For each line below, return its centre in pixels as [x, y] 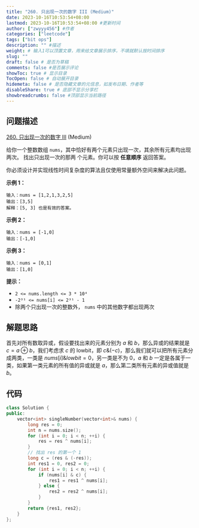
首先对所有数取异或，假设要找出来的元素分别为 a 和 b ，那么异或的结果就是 [98, 343]
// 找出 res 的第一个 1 [55, 453]
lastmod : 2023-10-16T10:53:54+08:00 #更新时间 [63, 23]
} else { [49, 486]
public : [16, 414]
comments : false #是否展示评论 [42, 67]
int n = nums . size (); [55, 430]
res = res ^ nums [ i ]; [65, 442]
